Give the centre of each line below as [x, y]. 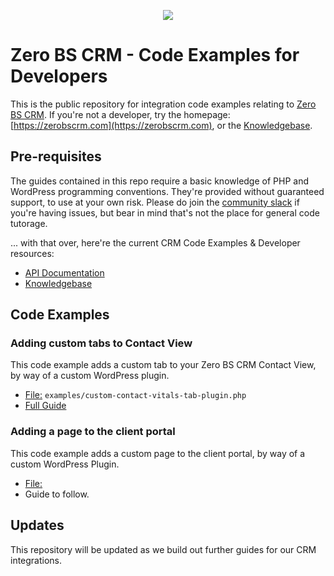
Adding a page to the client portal [93, 432]
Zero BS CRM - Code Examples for [155, 55]
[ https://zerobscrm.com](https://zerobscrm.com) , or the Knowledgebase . [161, 125]
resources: [32, 253]
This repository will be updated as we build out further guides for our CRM [163, 549]
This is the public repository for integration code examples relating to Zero [163, 104]
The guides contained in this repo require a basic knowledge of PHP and [159, 181]
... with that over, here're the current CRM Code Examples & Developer [155, 242]
